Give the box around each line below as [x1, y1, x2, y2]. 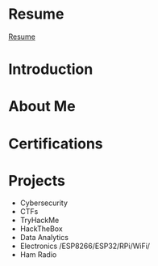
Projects [8, 171, 66, 190]
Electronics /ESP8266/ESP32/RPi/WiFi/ [19, 241, 151, 251]
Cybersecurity [19, 198, 69, 208]
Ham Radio [19, 250, 57, 260]
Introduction [8, 60, 94, 79]
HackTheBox [19, 224, 63, 234]
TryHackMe [19, 216, 60, 225]
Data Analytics [19, 233, 69, 242]
